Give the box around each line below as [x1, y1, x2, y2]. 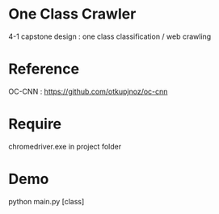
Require [8, 115, 62, 133]
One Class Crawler [8, 5, 137, 23]
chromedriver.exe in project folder [8, 141, 122, 151]
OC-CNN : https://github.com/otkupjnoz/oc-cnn [8, 86, 168, 96]
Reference [8, 60, 79, 78]
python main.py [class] [8, 196, 85, 206]
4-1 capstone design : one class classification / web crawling [8, 31, 212, 41]
